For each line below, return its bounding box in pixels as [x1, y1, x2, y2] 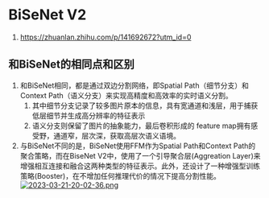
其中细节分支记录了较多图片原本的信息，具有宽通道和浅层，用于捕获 [31, 101, 259, 110]
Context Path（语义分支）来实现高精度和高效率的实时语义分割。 [19, 90, 234, 100]
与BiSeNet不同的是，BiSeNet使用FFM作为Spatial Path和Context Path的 [19, 141, 256, 151]
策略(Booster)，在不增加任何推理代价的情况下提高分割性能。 [19, 171, 221, 180]
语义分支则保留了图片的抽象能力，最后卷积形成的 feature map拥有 [31, 121, 251, 130]
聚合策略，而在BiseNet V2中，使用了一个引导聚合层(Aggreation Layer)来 [19, 151, 261, 160]
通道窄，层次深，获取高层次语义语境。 [53, 130, 181, 140]
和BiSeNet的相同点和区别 [8, 58, 135, 72]
